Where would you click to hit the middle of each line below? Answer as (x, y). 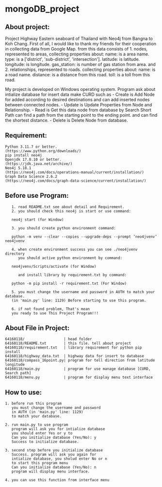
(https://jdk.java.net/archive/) (39, 164)
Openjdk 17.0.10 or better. (33, 159)
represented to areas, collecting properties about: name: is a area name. (77, 54)
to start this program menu (40, 463)
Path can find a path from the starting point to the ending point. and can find (81, 115)
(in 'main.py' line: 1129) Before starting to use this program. (79, 300)
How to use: (24, 392)
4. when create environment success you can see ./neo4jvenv (74, 249)
